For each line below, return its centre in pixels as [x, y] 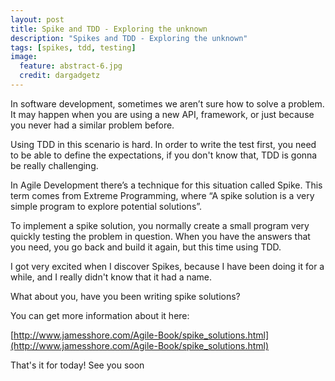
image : [24, 57]
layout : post [37, 19]
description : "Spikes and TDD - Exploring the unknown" [129, 38]
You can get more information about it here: [100, 315]
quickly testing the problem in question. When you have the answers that [160, 236]
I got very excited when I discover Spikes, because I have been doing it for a [167, 266]
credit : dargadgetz [60, 76]
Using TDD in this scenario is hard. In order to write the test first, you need [163, 144]
